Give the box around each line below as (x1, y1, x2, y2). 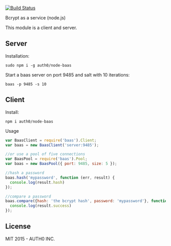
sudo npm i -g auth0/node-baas (5, 63, 72, 68)
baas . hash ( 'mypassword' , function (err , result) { (5, 175, 115, 180)
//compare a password (5, 194, 51, 199)
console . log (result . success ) (10, 203, 72, 209)
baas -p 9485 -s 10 (5, 82, 47, 87)
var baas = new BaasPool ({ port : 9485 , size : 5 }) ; (5, 161, 117, 166)
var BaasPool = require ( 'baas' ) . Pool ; (5, 156, 88, 162)
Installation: (5, 53, 30, 59)
